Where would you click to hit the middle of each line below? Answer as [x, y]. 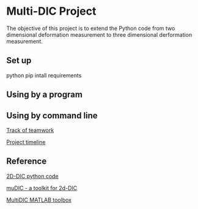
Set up [19, 60]
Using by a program [44, 95]
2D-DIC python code [33, 176]
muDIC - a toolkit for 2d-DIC [42, 188]
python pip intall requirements [44, 75]
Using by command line [52, 116]
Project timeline [26, 142]
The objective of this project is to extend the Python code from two [91, 28]
